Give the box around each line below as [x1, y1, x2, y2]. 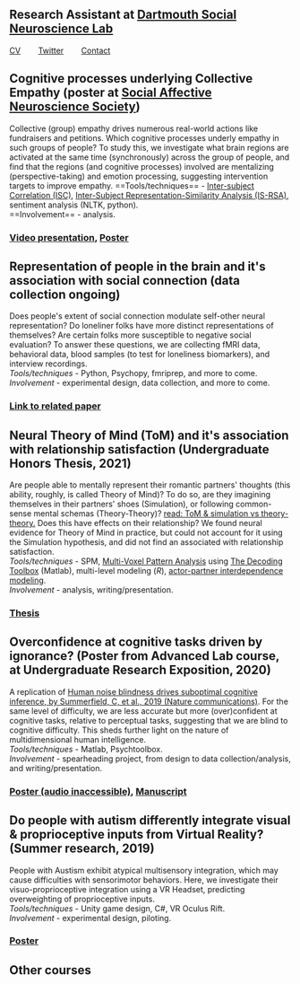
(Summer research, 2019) [9, 841, 155, 857]
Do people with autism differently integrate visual [9, 813, 291, 829]
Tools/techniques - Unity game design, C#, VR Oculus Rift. [9, 902, 226, 914]
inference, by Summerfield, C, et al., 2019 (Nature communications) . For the [9, 696, 289, 707]
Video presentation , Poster [9, 231, 129, 243]
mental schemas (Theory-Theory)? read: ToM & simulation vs [33, 508, 260, 519]
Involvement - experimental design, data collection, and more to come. [9, 377, 270, 389]
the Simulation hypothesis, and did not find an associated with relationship [9, 537, 284, 548]
